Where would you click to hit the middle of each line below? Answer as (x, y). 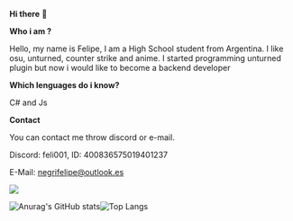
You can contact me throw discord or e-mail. (92, 137)
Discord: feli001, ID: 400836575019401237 (89, 155)
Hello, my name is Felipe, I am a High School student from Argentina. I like (146, 49)
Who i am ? (31, 31)
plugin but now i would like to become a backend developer (120, 68)
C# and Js (28, 102)
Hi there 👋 (28, 14)
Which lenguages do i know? (64, 85)
